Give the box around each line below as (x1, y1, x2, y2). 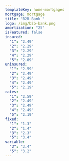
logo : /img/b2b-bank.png (5, 21, 56, 26)
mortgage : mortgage (5, 12, 45, 17)
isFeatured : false (5, 30, 43, 35)
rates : (5, 89, 19, 94)
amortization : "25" (5, 26, 45, 30)
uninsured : (5, 62, 27, 67)
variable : (5, 139, 25, 145)
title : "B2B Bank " (5, 16, 45, 21)
